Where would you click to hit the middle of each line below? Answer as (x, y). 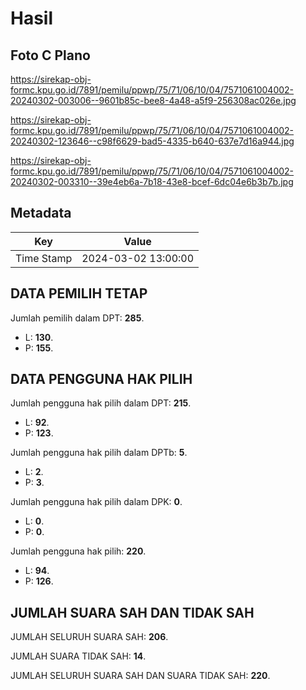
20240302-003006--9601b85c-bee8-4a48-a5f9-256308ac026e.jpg (153, 100)
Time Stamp (44, 258)
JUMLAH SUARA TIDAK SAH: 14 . (78, 656)
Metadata (41, 213)
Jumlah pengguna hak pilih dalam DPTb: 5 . (99, 453)
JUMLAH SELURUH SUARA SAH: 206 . (89, 637)
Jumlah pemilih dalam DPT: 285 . (77, 318)
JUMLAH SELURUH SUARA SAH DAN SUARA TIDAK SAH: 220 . (140, 676)
